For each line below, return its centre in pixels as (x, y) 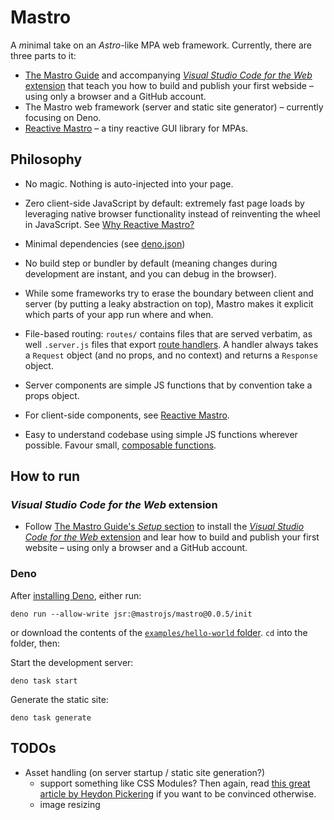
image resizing (70, 804)
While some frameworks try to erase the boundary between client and (169, 293)
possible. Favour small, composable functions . (120, 445)
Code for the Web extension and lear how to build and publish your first (172, 537)
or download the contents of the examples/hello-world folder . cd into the (159, 632)
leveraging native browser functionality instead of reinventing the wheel (172, 213)
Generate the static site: (59, 699)
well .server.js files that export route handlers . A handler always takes (171, 344)
